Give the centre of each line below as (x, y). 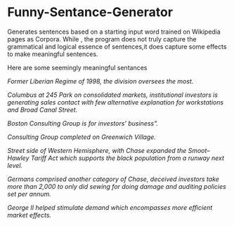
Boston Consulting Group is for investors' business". (83, 123)
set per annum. (29, 194)
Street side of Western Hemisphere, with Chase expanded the (97, 150)
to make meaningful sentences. (53, 54)
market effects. (29, 215)
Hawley (18, 158)
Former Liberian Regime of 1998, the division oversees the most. (100, 81)
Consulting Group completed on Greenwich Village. (82, 137)
